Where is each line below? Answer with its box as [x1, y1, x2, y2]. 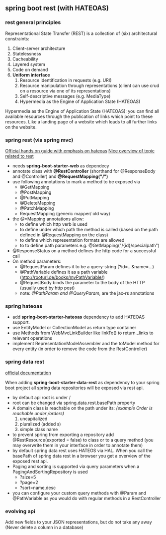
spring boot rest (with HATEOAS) [5, 4, 109, 12]
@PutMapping [19, 194, 49, 200]
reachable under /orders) [12, 410, 65, 416]
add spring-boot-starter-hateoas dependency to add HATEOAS [12, 314, 145, 320]
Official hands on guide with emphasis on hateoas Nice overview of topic [5, 147, 155, 154]
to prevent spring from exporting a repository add [12, 432, 114, 438]
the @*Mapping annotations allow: [12, 216, 84, 222]
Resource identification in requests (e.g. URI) [19, 77, 112, 83]
